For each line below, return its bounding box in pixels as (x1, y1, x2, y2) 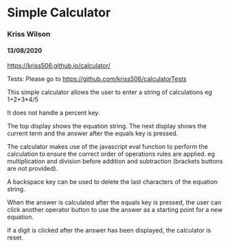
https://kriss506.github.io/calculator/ (7, 62, 111, 70)
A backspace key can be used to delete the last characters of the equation (7, 178, 218, 186)
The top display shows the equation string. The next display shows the (7, 122, 207, 130)
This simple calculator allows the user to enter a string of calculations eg (7, 88, 213, 97)
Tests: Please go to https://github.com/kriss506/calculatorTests (7, 75, 187, 83)
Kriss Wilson (7, 30, 51, 39)
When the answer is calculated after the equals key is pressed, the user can (7, 198, 222, 207)
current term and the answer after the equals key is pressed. (7, 129, 179, 138)
